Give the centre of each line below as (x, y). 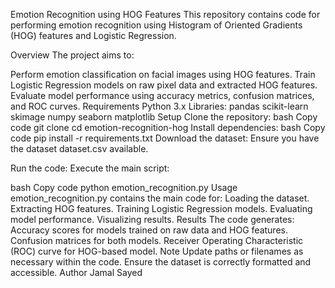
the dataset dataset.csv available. (79, 148)
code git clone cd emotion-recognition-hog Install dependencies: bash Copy (168, 127)
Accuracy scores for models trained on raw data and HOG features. (149, 230)
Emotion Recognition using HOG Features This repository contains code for (165, 14)
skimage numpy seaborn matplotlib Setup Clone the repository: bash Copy (164, 117)
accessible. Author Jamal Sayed (76, 272)
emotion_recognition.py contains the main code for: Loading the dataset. (160, 198)
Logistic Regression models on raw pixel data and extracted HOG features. (164, 85)
